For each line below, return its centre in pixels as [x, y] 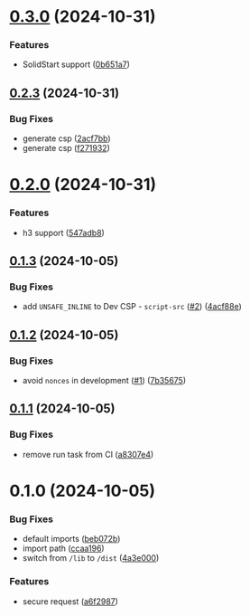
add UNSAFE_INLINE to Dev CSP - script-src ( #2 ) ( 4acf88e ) [132, 307]
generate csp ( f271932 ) [66, 148]
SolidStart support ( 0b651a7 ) [76, 64]
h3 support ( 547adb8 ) [64, 232]
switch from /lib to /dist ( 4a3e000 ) [91, 558]
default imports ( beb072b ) [71, 539]
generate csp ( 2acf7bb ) [66, 138]
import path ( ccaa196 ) [64, 548]
